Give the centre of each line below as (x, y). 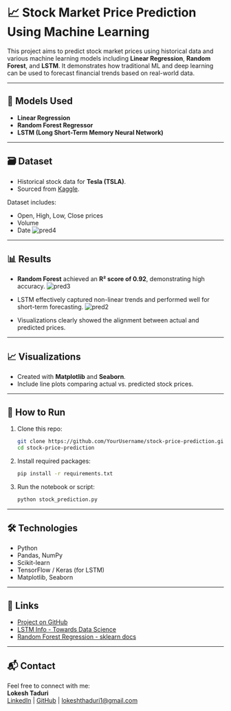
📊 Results (29, 259)
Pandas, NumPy (40, 555)
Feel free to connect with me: (49, 686)
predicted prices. (41, 328)
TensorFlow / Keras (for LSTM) (61, 570)
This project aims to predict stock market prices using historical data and (110, 51)
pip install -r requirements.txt (65, 473)
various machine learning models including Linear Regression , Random (109, 58)
